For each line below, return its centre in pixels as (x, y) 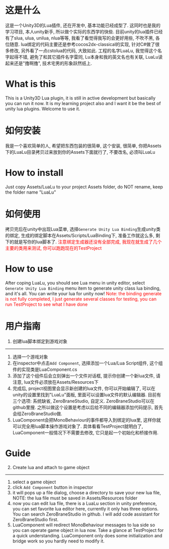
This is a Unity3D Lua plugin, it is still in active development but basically (80, 98)
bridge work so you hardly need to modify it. (58, 541)
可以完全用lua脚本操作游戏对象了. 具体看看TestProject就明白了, (78, 426)
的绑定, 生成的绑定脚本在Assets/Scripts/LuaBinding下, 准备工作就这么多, (80, 235)
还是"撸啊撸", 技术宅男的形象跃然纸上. (53, 63)
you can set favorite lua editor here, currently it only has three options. (86, 509)
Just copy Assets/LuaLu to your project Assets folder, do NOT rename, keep (84, 187)
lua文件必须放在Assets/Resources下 (61, 382)
